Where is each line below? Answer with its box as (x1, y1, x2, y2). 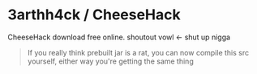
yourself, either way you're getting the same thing (27, 56, 194, 66)
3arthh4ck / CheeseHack (7, 6, 182, 24)
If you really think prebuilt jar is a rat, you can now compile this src (27, 47, 249, 57)
